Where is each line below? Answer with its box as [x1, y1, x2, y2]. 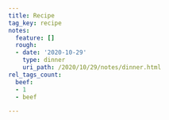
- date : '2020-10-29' [15, 48, 87, 56]
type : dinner [22, 56, 66, 64]
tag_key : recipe [8, 19, 62, 27]
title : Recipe [8, 11, 56, 20]
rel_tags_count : [8, 71, 62, 79]
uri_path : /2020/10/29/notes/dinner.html [22, 64, 161, 72]
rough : [15, 41, 37, 49]
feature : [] [15, 33, 56, 42]
